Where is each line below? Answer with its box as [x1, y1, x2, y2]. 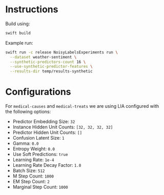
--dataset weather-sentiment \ [10, 54, 77, 60]
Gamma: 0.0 [12, 140, 39, 147]
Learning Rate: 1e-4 [12, 157, 54, 163]
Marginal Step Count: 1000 [12, 184, 68, 190]
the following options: [5, 109, 51, 115]
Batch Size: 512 [12, 168, 45, 174]
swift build [5, 30, 31, 35]
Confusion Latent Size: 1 [12, 135, 65, 141]
